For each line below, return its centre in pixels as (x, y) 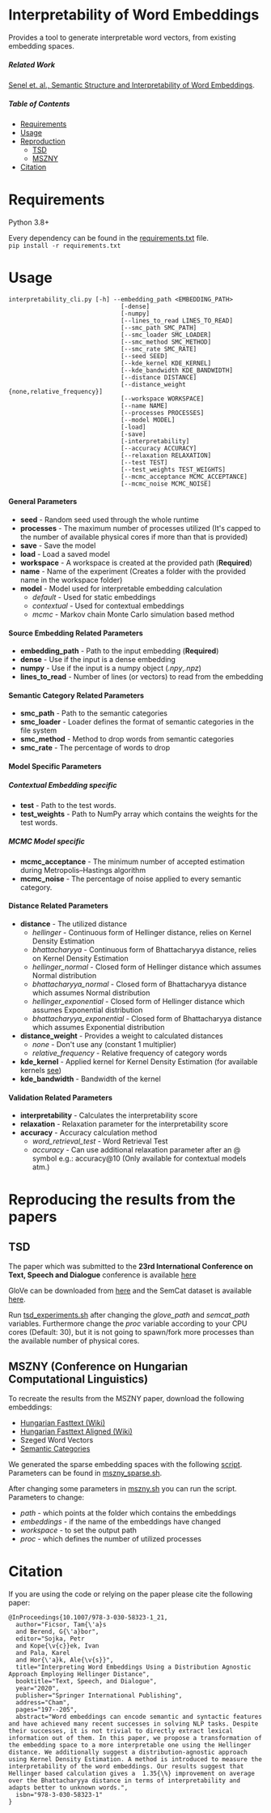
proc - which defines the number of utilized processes (111, 1539)
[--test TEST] (144, 462)
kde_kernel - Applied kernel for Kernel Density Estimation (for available (139, 1062)
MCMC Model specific (47, 841)
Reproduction (43, 141)
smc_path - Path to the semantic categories (94, 713)
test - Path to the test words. (68, 805)
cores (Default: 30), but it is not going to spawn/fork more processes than (131, 1332)
